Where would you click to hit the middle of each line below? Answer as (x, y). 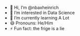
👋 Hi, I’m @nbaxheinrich (34, 8)
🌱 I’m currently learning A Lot (40, 18)
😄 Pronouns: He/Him (31, 23)
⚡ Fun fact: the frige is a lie (37, 28)
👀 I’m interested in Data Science (42, 13)
